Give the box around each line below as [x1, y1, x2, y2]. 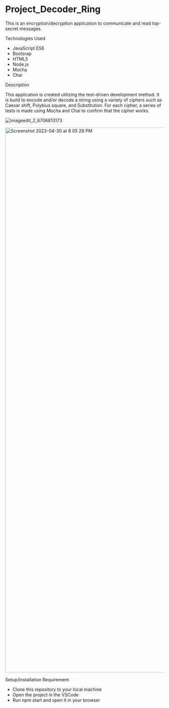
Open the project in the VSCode [12, 691, 79, 697]
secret [5, 25, 19, 31]
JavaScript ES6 [12, 45, 45, 51]
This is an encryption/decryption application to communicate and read [5, 20, 151, 26]
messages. [19, 25, 42, 31]
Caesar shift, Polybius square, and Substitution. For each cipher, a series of [5, 102, 161, 108]
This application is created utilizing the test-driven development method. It [5, 91, 159, 97]
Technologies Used [5, 35, 45, 41]
